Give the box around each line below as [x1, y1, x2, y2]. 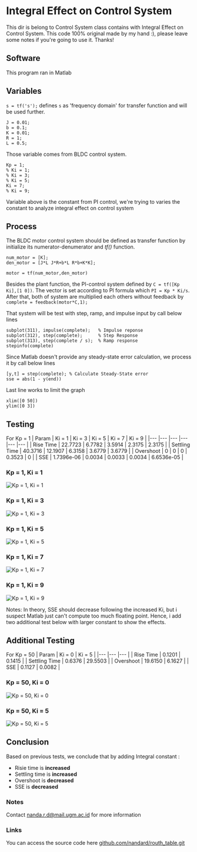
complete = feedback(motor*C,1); [6, 299, 88, 305]
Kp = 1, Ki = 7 [6, 553, 44, 561]
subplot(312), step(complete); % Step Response [6, 332, 138, 339]
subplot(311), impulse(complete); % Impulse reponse [6, 328, 143, 334]
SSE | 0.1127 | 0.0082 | [6, 664, 61, 671]
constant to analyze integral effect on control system [6, 204, 134, 211]
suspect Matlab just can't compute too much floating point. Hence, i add [6, 612, 181, 619]
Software [6, 53, 41, 63]
